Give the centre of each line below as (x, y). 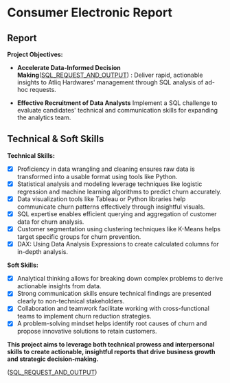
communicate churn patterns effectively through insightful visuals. (111, 207)
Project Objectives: (35, 54)
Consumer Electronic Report (90, 13)
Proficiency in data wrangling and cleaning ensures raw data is (106, 169)
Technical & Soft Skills (56, 139)
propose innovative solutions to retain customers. (87, 332)
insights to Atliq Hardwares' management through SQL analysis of (110, 82)
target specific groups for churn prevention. (79, 237)
